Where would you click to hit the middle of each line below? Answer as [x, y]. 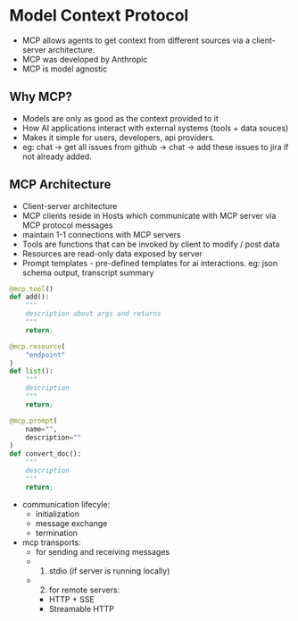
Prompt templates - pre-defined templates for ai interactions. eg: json [150, 263]
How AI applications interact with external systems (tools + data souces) [155, 128]
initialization [58, 514]
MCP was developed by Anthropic [85, 59]
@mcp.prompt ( [33, 421]
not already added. [57, 156]
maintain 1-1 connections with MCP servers [101, 234]
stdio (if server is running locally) [109, 571]
